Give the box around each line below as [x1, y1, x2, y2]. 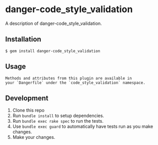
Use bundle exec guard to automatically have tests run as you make [12, 123, 153, 130]
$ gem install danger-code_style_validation [5, 48, 100, 54]
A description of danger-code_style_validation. [5, 20, 102, 26]
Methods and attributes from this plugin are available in [5, 76, 132, 81]
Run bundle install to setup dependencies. [12, 113, 104, 119]
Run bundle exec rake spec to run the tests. [12, 118, 103, 124]
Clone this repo [12, 107, 44, 114]
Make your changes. [12, 134, 56, 140]
